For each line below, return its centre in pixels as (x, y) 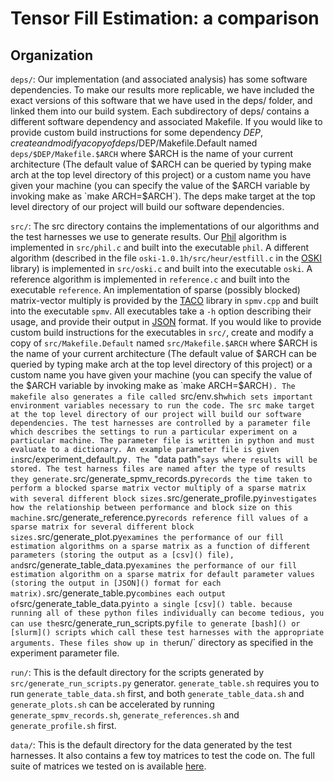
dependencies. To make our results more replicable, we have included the (162, 90)
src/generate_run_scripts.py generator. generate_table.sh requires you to (165, 683)
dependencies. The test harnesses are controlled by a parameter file (160, 423)
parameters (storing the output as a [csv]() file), (122, 555)
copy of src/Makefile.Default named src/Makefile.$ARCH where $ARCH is (164, 343)
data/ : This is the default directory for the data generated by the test (151, 745)
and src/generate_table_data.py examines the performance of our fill (154, 565)
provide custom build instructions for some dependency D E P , (136, 132)
